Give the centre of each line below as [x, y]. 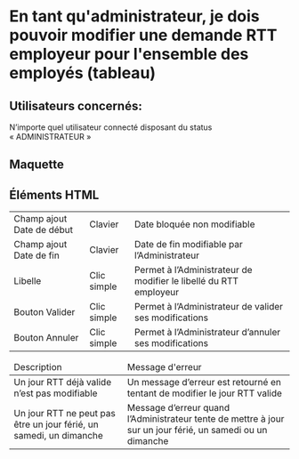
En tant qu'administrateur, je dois [134, 16]
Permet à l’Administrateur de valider [208, 307]
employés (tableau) [83, 73]
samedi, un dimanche [59, 436]
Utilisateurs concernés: [76, 105]
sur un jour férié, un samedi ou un [198, 431]
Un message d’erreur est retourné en [205, 382]
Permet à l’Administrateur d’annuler [207, 333]
